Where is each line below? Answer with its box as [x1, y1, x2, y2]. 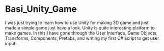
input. [5, 40, 17, 46]
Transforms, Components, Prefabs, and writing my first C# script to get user [5, 35, 160, 41]
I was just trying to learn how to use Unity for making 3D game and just [5, 20, 149, 25]
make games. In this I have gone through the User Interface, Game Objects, [5, 30, 158, 36]
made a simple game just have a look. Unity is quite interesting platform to [5, 25, 155, 30]
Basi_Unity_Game [5, 3, 77, 15]
